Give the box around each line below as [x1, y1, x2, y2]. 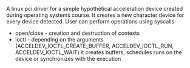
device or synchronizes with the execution [15, 55, 121, 62]
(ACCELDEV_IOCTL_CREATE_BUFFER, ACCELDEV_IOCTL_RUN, [15, 42, 174, 49]
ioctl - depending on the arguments [15, 36, 104, 43]
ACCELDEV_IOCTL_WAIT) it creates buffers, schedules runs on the [15, 49, 182, 56]
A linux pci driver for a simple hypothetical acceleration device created [6, 5, 183, 12]
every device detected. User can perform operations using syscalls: [6, 18, 176, 25]
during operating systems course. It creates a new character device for [6, 11, 185, 19]
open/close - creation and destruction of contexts [15, 29, 140, 37]
